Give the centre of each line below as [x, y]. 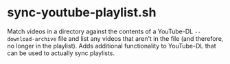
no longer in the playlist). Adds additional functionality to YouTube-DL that [112, 46]
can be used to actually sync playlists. [61, 53]
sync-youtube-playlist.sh [82, 13]
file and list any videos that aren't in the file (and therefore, [141, 38]
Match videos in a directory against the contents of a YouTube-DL [100, 31]
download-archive [32, 39]
